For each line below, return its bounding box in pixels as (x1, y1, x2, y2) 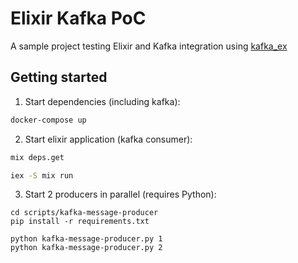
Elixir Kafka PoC (10, 7, 147, 30)
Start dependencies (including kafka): (24, 95, 181, 107)
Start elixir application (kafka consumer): (24, 133, 193, 145)
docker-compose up (10, 115, 87, 125)
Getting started (10, 69, 108, 86)
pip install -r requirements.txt (10, 217, 150, 227)
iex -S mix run (10, 170, 74, 181)
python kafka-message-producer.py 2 (10, 243, 163, 253)
